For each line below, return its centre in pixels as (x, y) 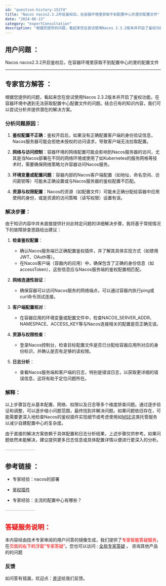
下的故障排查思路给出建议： (33, 230)
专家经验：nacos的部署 (36, 479)
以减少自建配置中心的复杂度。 (35, 423)
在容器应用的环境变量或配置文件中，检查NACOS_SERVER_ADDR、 (87, 318)
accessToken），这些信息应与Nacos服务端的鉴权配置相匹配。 (82, 269)
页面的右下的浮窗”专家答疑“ (38, 546)
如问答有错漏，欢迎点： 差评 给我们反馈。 (46, 578)
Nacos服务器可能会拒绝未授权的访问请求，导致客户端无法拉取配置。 (82, 141)
